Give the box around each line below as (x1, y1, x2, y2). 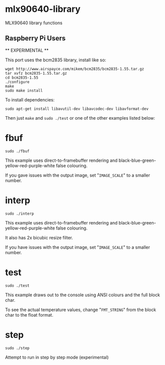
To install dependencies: (5, 96, 55, 102)
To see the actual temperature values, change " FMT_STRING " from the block (5, 307, 156, 313)
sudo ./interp (5, 211, 34, 216)
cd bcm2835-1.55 (5, 75, 38, 80)
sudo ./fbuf (5, 148, 30, 154)
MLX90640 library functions (5, 20, 63, 26)
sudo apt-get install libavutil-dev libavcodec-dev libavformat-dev (5, 106, 149, 111)
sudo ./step (5, 345, 30, 351)
